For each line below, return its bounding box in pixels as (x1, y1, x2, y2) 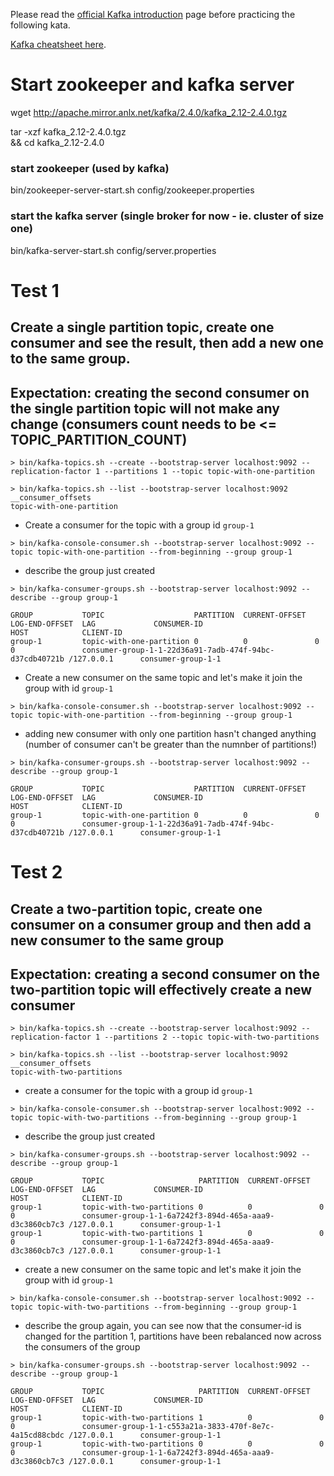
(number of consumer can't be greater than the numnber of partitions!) (24, 738, 318, 750)
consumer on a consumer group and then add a (10, 916, 312, 933)
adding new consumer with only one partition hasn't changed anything (24, 727, 317, 739)
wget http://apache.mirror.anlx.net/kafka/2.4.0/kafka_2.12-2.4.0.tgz (10, 106, 288, 118)
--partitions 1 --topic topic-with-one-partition (104, 466, 315, 476)
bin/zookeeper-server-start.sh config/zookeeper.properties (10, 184, 255, 196)
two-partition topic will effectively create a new (10, 981, 313, 998)
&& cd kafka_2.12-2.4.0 (10, 136, 105, 148)
